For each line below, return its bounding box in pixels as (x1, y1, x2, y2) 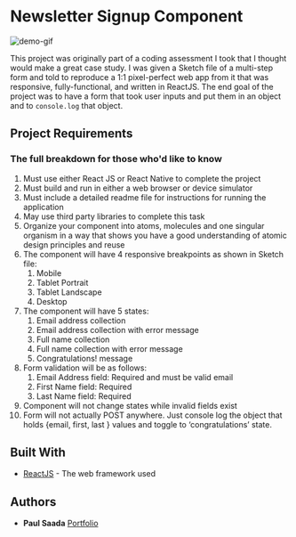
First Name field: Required (36, 381, 132, 392)
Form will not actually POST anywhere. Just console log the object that (22, 410, 283, 420)
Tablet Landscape (36, 287, 102, 297)
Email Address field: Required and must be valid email (36, 371, 234, 382)
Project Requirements (10, 126, 133, 142)
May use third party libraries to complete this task (22, 211, 205, 222)
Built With (10, 445, 66, 460)
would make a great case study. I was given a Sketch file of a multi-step (10, 62, 274, 73)
